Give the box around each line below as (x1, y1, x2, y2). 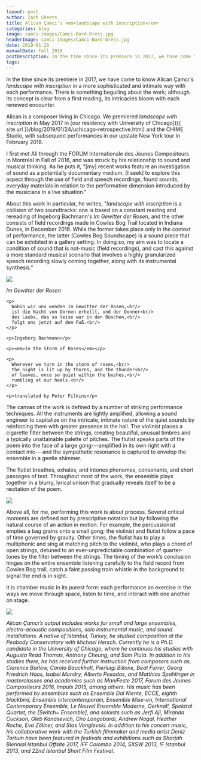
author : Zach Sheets (6, 14, 58, 20)
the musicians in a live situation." (6, 188, 87, 195)
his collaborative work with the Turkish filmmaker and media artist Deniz (6, 728, 185, 735)
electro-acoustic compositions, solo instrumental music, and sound (6, 625, 173, 633)
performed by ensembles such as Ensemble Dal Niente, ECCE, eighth (6, 689, 178, 697)
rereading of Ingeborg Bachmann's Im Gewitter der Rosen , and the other (6, 213, 184, 220)
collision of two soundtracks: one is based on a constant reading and (6, 206, 176, 213)
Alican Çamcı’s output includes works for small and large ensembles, (6, 619, 178, 627)
